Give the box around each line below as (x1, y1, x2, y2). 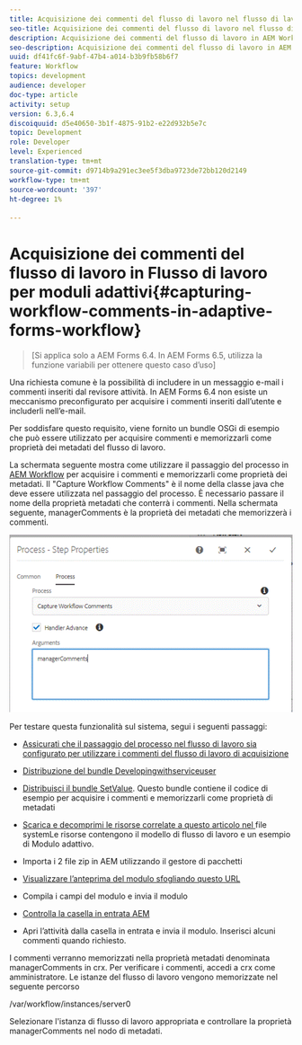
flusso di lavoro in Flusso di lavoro (9, 263, 268, 283)
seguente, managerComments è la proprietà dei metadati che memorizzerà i (9, 508, 292, 518)
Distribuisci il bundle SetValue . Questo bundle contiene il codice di (22, 783, 268, 794)
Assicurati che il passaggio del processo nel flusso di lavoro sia (22, 739, 258, 749)
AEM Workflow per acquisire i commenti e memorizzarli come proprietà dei (9, 469, 288, 480)
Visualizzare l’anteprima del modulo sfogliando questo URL (22, 873, 241, 884)
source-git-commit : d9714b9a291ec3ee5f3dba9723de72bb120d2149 (9, 166, 247, 175)
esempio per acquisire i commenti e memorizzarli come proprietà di (22, 793, 273, 803)
